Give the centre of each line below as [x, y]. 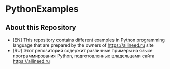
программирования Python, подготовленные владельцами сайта [83, 56]
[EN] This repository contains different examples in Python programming [89, 40]
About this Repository [41, 28]
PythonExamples [42, 9]
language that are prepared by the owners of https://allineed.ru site [83, 45]
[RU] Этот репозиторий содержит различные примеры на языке [82, 50]
